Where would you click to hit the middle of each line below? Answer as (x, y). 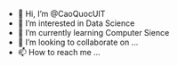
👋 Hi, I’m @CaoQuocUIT (61, 14)
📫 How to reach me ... (59, 52)
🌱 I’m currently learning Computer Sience (93, 33)
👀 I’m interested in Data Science (76, 23)
